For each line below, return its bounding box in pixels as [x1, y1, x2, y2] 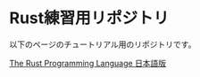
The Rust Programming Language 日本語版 [9, 58, 167, 68]
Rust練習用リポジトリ [9, 8, 170, 28]
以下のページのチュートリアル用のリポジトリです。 [9, 39, 196, 50]
